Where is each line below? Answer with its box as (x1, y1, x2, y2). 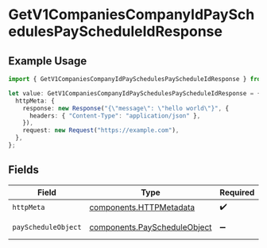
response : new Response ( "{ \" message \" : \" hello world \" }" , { (22, 104, 230, 112)
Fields (8, 163, 40, 176)
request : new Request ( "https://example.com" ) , (22, 126, 180, 134)
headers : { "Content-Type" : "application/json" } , (29, 111, 201, 120)
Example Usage (8, 54, 87, 68)
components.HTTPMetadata (89, 202, 195, 213)
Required (219, 187, 255, 198)
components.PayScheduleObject (89, 221, 212, 232)
